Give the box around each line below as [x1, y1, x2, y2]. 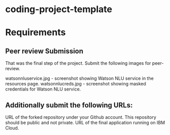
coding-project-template [5, 4, 113, 15]
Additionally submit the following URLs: [5, 101, 133, 109]
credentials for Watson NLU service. [5, 86, 81, 92]
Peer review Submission [5, 47, 84, 55]
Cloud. [5, 125, 19, 131]
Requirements [5, 27, 66, 38]
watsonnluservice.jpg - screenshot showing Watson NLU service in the [5, 75, 154, 81]
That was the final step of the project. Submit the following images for [5, 60, 151, 66]
